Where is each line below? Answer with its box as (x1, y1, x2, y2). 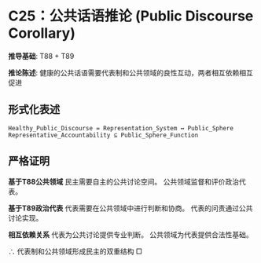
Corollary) (8, 24, 76, 42)
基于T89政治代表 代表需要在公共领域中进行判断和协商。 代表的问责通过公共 (8, 203, 253, 213)
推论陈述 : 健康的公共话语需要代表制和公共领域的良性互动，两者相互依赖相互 (8, 68, 253, 77)
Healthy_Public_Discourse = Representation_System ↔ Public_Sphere (8, 124, 234, 132)
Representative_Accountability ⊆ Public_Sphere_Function (8, 131, 199, 139)
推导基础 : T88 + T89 (8, 51, 75, 60)
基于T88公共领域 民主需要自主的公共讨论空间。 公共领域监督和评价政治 (8, 177, 240, 186)
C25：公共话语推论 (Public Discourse (8, 7, 254, 25)
